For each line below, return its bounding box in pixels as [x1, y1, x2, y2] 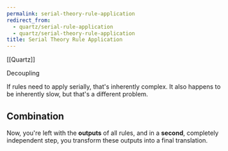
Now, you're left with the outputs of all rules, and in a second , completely [6, 129, 219, 137]
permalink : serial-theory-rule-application [6, 10, 136, 17]
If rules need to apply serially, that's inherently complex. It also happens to [6, 82, 221, 91]
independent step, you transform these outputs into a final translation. [6, 136, 208, 144]
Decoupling [6, 69, 40, 78]
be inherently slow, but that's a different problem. [6, 90, 148, 99]
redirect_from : [6, 17, 51, 24]
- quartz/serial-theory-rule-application [13, 29, 136, 37]
